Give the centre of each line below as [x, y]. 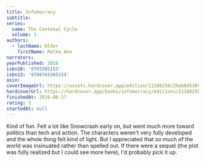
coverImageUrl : [26, 86]
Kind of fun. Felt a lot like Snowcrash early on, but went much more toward [100, 126]
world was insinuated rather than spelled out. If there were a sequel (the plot [102, 145]
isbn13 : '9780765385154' [38, 75]
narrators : [20, 57]
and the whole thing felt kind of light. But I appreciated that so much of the [100, 139]
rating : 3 [19, 103]
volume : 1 [24, 35]
